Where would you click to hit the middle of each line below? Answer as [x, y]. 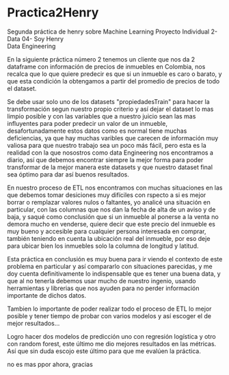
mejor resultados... [33, 323]
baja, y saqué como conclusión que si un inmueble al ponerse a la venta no [113, 216]
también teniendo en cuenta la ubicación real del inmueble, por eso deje [109, 238]
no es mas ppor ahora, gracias [50, 364]
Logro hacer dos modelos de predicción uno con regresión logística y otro [112, 336]
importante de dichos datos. [47, 295]
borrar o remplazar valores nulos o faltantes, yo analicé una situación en [109, 202]
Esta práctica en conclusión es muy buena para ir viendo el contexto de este [115, 259]
